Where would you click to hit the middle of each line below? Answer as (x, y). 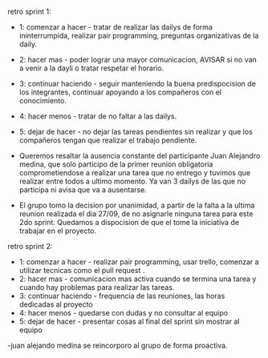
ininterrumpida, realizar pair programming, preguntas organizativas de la (139, 36)
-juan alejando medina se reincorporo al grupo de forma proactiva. (118, 345)
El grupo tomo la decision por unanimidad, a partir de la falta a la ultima (137, 205)
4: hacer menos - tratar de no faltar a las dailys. (98, 116)
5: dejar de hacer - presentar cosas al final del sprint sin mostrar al (129, 321)
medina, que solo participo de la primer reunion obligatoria (116, 164)
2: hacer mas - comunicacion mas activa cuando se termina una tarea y (138, 279)
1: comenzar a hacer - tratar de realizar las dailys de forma (116, 27)
